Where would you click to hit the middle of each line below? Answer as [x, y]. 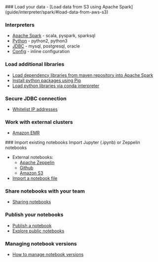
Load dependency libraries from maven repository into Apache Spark [83, 75]
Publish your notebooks [34, 215]
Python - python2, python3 [40, 41]
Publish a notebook [32, 225]
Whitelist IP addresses [35, 109]
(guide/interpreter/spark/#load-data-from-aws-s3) [57, 12]
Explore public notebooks [38, 231]
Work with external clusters [39, 122]
